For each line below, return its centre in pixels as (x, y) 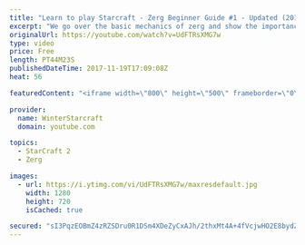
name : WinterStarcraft (60, 118)
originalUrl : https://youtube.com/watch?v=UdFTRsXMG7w (115, 34)
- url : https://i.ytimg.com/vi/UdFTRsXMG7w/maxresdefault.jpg (138, 184)
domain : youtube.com (56, 127)
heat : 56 (26, 77)
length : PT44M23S (42, 60)
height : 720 (48, 201)
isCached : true (54, 210)
